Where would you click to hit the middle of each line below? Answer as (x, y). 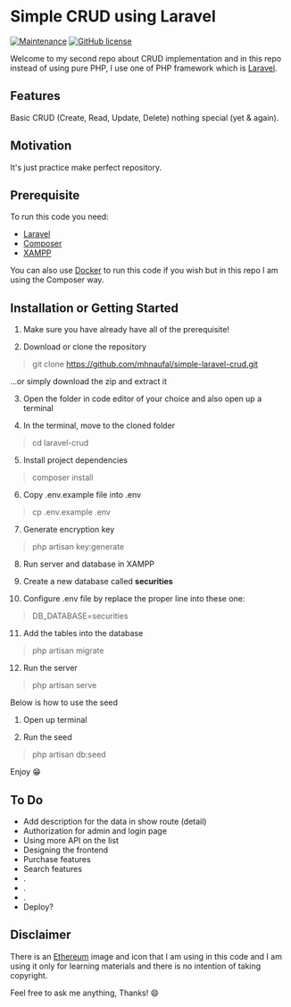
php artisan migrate (68, 650)
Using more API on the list (71, 840)
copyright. (29, 975)
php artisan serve (64, 685)
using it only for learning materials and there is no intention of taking (136, 966)
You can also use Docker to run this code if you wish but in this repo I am (145, 271)
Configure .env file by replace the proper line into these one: (134, 599)
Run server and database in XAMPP (89, 564)
